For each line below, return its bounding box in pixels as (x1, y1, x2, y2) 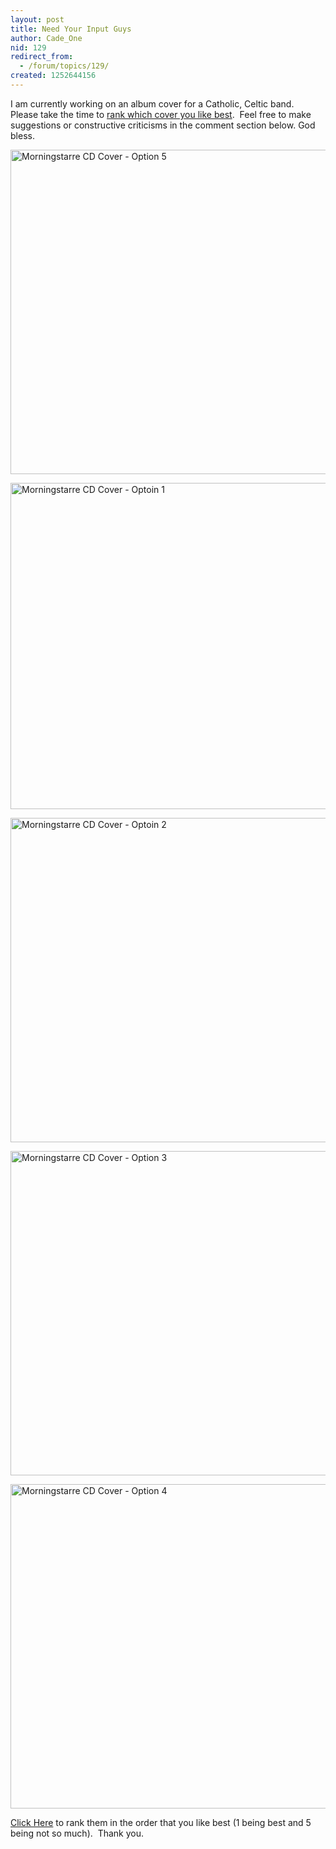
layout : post (10, 14, 65, 25)
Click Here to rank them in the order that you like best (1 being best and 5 (10, 1816, 312, 1828)
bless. (10, 129, 35, 141)
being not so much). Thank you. (10, 1827, 145, 1839)
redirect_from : (10, 52, 74, 62)
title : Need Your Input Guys (10, 24, 132, 34)
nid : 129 (10, 42, 47, 53)
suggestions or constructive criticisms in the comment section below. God (10, 119, 316, 131)
